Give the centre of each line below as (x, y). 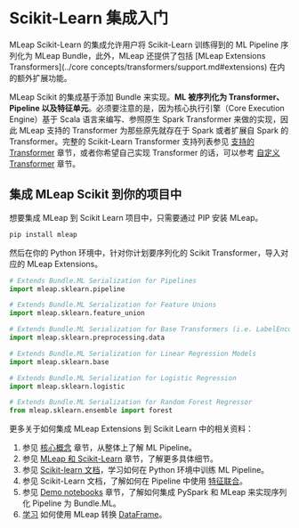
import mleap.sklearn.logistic (67, 386)
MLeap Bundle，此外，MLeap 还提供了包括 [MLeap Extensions (150, 55)
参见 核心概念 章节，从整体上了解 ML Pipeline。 (109, 448)
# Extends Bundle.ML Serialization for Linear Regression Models (133, 353)
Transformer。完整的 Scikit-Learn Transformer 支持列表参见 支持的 (132, 141)
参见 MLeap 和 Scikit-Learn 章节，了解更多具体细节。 (120, 459)
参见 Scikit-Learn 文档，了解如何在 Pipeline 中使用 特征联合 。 (134, 481)
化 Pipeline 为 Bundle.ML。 (72, 503)
